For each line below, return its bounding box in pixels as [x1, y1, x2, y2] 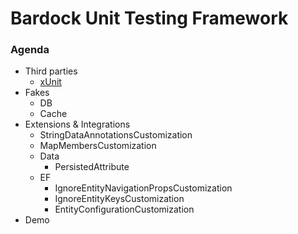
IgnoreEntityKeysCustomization [54, 193, 185, 205]
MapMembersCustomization [39, 140, 157, 152]
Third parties [24, 65, 78, 77]
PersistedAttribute [54, 161, 130, 173]
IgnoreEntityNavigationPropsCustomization [54, 182, 233, 194]
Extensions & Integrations [24, 118, 131, 131]
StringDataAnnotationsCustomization [39, 129, 193, 141]
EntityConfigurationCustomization [54, 203, 195, 216]
